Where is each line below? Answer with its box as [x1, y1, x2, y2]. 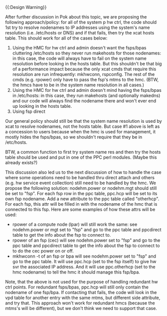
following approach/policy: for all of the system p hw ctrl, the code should [5, 19, 157, 25]
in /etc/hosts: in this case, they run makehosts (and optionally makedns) [12, 92, 161, 98]
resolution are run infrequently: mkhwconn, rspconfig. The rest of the [12, 71, 155, 77]
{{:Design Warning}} [5, 4, 47, 10]
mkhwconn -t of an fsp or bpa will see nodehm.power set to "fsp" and [12, 253, 156, 259]
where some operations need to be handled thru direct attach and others [5, 175, 155, 180]
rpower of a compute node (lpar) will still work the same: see [12, 222, 138, 227]
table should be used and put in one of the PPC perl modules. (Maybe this [5, 154, 157, 160]
